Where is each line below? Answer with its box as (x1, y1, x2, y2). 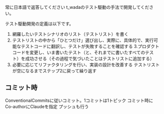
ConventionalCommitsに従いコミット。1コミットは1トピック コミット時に (5, 97, 154, 103)
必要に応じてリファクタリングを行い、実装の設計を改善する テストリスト (12, 62, 160, 68)
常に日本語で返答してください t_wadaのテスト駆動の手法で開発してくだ (5, 4, 149, 10)
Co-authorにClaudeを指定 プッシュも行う (5, 103, 89, 109)
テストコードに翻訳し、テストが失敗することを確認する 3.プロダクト (21, 44, 160, 49)
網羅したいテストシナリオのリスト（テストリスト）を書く (12, 31, 129, 37)
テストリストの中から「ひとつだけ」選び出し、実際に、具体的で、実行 (12, 37, 154, 43)
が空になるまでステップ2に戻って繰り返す (12, 68, 97, 73)
